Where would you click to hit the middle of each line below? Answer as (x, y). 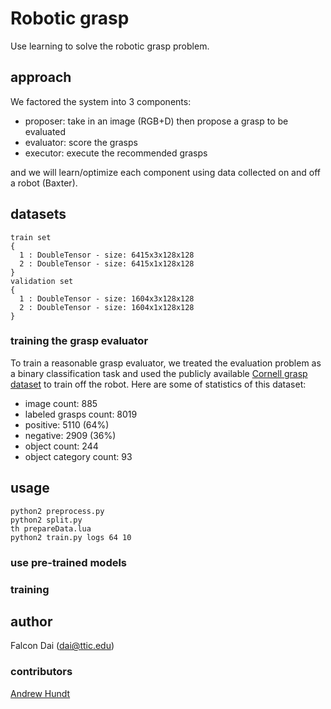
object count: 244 (61, 446)
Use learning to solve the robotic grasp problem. (110, 46)
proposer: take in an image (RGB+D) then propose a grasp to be (156, 121)
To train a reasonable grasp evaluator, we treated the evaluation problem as (166, 363)
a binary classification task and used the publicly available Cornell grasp (159, 373)
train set (31, 237)
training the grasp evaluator (79, 341)
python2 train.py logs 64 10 (71, 537)
